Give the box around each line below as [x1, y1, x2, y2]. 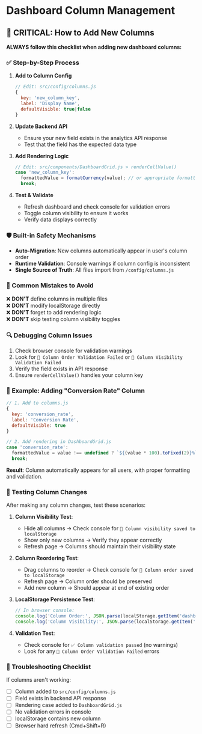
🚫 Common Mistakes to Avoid [6, 281, 94, 290]
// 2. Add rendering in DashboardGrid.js [6, 439, 112, 445]
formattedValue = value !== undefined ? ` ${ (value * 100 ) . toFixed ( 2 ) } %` [11, 450, 198, 456]
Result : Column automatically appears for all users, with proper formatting [6, 466, 191, 474]
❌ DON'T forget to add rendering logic [6, 308, 102, 316]
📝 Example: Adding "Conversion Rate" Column [6, 386, 145, 394]
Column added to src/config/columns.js [14, 688, 116, 695]
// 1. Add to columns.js [6, 400, 69, 406]
